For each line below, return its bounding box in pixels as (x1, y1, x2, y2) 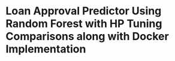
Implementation (5, 42, 86, 56)
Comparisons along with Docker (5, 30, 169, 43)
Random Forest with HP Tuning (5, 17, 162, 30)
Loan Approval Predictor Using (5, 4, 162, 18)
